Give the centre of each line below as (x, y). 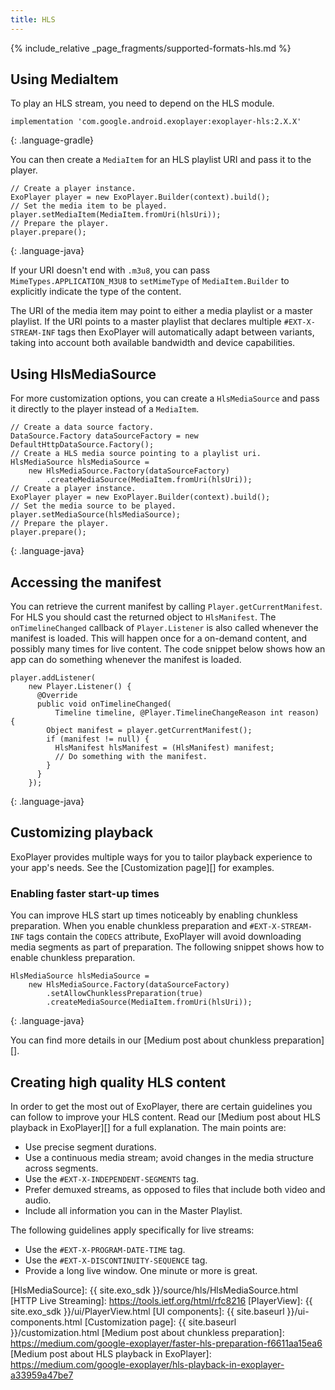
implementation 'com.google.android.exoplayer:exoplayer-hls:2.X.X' (156, 122)
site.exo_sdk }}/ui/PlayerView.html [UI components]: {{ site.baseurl (147, 1311)
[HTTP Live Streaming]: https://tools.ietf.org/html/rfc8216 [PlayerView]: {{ (161, 1300)
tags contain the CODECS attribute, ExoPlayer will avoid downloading (164, 937)
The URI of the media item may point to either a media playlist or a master (161, 311)
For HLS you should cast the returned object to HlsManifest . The (143, 617)
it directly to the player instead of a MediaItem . (105, 409)
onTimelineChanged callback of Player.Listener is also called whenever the (164, 628)
